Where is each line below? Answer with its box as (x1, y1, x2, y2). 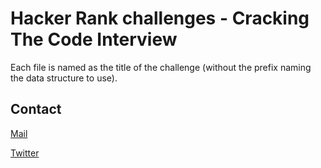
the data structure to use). (10, 72, 118, 84)
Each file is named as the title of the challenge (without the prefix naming (10, 61, 312, 73)
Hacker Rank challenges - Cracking (10, 7, 310, 30)
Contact (10, 101, 62, 118)
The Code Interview (10, 28, 178, 51)
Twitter (10, 147, 40, 159)
